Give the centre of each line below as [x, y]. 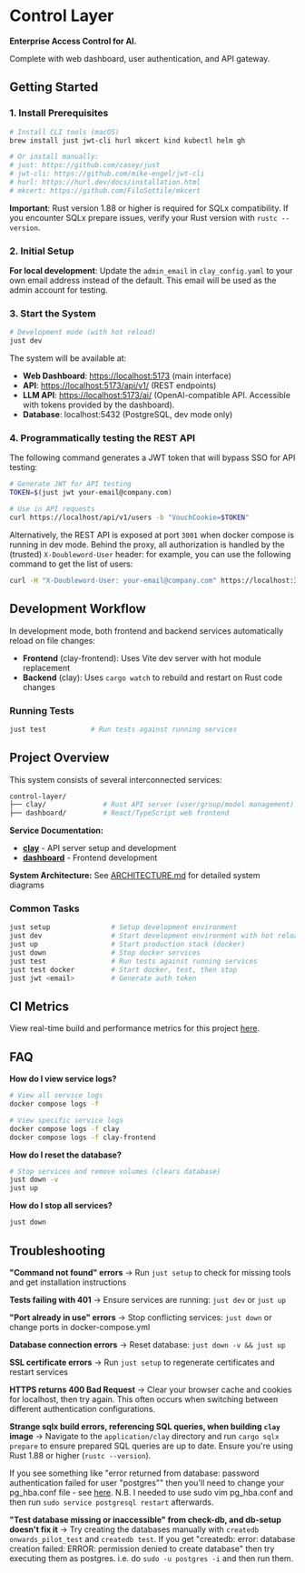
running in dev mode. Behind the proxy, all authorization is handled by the [147, 544]
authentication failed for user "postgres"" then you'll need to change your [147, 1482]
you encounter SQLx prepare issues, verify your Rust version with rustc [144, 217]
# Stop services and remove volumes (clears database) [115, 1171]
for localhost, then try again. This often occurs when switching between [144, 1399]
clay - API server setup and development [99, 848]
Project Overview [59, 758]
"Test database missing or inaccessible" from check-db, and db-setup [145, 1519]
